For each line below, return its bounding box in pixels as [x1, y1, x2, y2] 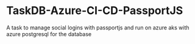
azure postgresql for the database [6, 30, 92, 37]
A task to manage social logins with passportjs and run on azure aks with [6, 24, 190, 31]
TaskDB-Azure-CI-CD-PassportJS [6, 4, 183, 18]
